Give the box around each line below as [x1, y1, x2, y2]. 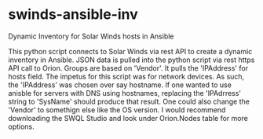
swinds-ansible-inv [8, 5, 139, 24]
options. [8, 122, 35, 131]
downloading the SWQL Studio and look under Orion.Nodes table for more [8, 113, 249, 123]
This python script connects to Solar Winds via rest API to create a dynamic [8, 46, 253, 56]
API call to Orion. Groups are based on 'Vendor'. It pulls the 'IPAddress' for [8, 63, 249, 72]
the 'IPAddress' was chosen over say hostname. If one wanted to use [8, 80, 232, 90]
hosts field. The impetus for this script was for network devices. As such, [8, 71, 245, 81]
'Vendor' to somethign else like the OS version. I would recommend [8, 104, 226, 115]
